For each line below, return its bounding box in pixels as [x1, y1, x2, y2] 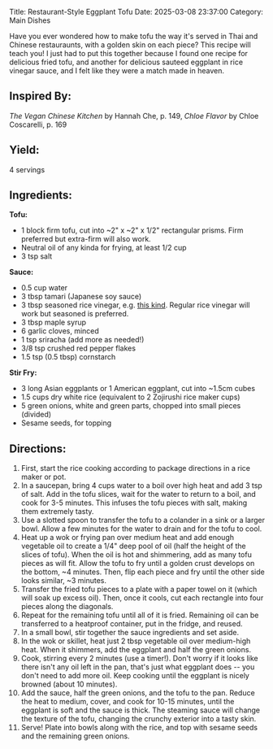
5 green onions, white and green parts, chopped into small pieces [20, 401, 241, 411]
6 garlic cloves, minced [20, 326, 100, 336]
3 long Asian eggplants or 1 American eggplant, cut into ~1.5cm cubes [20, 384, 255, 394]
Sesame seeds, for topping [20, 418, 112, 428]
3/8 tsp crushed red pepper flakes [20, 343, 136, 353]
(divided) [20, 410, 52, 420]
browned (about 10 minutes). [20, 679, 118, 690]
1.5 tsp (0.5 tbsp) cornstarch [20, 352, 116, 362]
